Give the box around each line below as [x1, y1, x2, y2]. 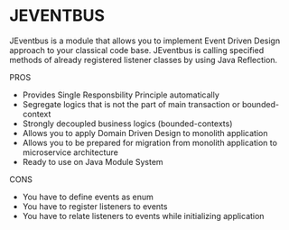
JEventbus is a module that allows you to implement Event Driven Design [9, 35, 281, 46]
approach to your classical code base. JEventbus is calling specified [9, 44, 265, 55]
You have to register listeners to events [22, 200, 168, 212]
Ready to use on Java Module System [22, 156, 164, 167]
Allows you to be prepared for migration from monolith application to [22, 137, 278, 148]
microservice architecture [22, 146, 119, 158]
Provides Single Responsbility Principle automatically [22, 89, 219, 100]
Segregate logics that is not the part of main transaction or [22, 98, 241, 109]
